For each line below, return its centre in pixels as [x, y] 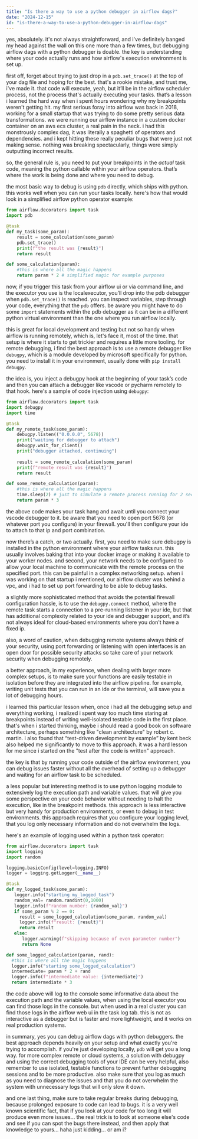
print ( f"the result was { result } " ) [60, 248]
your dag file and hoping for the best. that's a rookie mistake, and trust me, [97, 82]
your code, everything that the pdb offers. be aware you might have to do [94, 305]
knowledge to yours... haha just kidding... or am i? [66, 1130]
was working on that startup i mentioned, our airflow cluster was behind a [95, 579]
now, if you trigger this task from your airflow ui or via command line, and [95, 287]
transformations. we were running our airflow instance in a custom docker [96, 120]
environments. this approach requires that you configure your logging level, [98, 817]
